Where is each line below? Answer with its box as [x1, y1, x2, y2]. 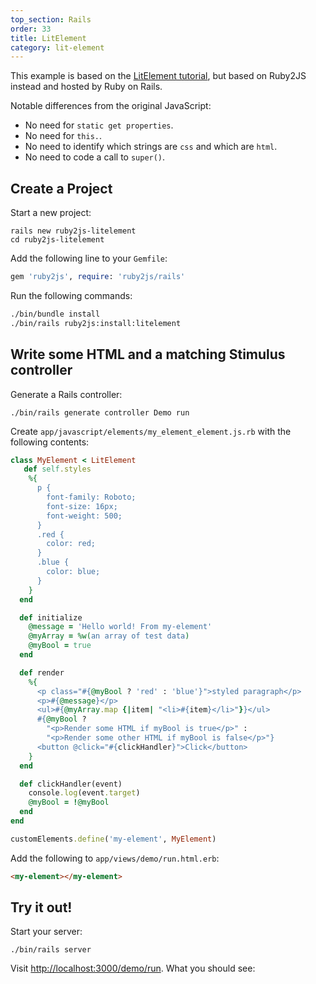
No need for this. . [24, 130, 102, 142]
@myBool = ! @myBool [28, 797, 110, 808]
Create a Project [10, 180, 113, 197]
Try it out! [10, 899, 73, 916]
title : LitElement [10, 33, 87, 43]
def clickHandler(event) [19, 779, 123, 789]
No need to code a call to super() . [24, 151, 166, 163]
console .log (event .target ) [28, 788, 141, 798]
